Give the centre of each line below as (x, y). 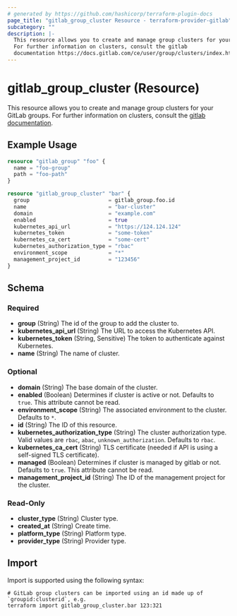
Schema (26, 288)
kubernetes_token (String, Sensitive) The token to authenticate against (121, 338)
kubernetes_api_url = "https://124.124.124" (97, 227)
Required (23, 308)
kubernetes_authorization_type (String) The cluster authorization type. (122, 432)
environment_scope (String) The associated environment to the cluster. (122, 410)
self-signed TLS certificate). (58, 455)
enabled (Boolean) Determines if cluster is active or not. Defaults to (116, 395)
